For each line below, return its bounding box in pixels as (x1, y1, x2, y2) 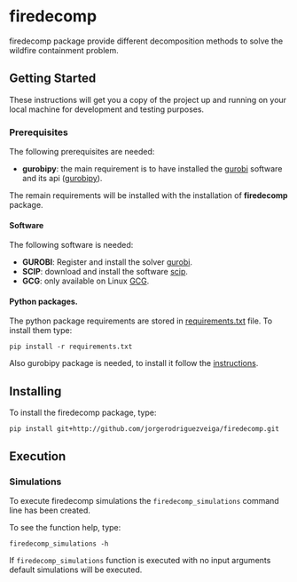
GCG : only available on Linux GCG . (21, 275, 150, 286)
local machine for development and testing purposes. (9, 104, 205, 115)
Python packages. (9, 296, 78, 307)
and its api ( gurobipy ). (21, 173, 103, 184)
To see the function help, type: (9, 522, 121, 532)
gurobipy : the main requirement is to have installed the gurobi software (21, 163, 283, 174)
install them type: (9, 325, 73, 336)
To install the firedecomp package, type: (9, 407, 157, 419)
